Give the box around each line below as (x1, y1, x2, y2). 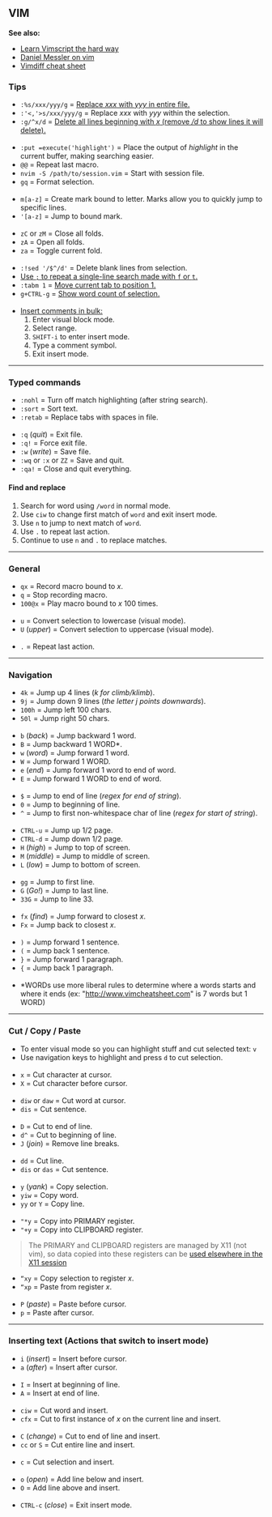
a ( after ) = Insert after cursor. (19, 1362, 118, 1372)
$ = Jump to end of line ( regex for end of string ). (19, 791, 182, 801)
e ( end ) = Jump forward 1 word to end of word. (19, 765, 176, 775)
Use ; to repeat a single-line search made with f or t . (19, 271, 198, 282)
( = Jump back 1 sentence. (19, 946, 110, 956)
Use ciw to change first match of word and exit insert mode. (19, 509, 218, 519)
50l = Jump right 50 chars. (19, 714, 110, 723)
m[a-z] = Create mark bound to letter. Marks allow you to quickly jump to (19, 194, 263, 204)
